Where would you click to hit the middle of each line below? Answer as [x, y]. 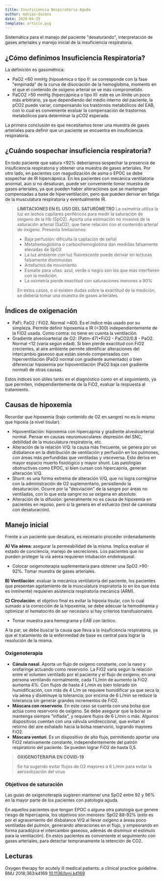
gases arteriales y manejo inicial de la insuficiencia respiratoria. [69, 43]
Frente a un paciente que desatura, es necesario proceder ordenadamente [80, 537]
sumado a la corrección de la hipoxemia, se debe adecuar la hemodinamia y [82, 606]
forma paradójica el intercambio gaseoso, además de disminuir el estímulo [80, 830]
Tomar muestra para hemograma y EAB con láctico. [64, 621]
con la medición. [41, 276]
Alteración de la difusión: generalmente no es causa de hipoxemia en [82, 499]
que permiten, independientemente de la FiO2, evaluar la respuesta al [75, 384]
